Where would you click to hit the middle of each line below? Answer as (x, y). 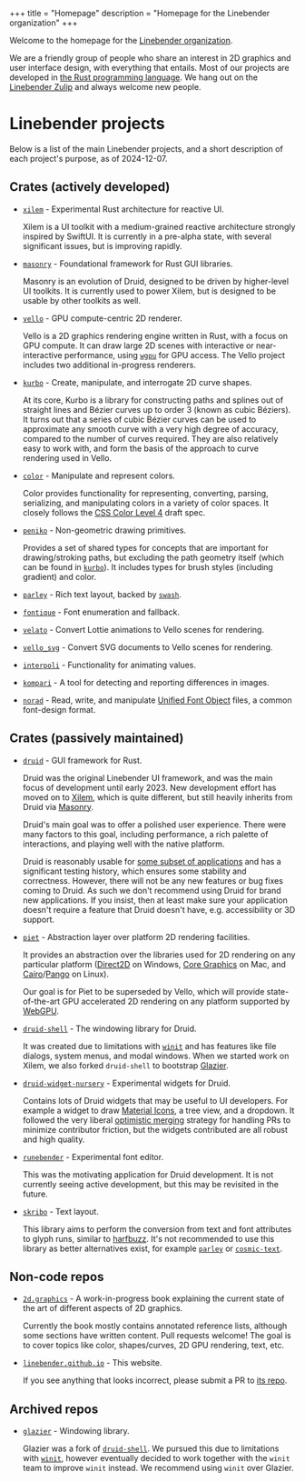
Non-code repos (57, 1277)
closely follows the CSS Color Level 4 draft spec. (114, 512)
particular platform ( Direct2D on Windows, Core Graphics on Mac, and (154, 964)
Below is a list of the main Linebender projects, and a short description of (146, 148)
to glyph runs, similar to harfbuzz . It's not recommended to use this (148, 1238)
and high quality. (54, 1139)
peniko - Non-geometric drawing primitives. (104, 530)
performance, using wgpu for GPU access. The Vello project (175, 355)
